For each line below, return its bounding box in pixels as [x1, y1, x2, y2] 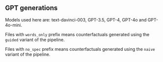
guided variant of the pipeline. [5, 37, 65, 42]
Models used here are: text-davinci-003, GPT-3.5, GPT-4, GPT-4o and [5, 17, 147, 22]
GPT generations [5, 4, 58, 12]
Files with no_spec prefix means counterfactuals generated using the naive [5, 46, 155, 52]
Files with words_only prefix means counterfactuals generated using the [5, 31, 150, 37]
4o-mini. [5, 22, 23, 28]
